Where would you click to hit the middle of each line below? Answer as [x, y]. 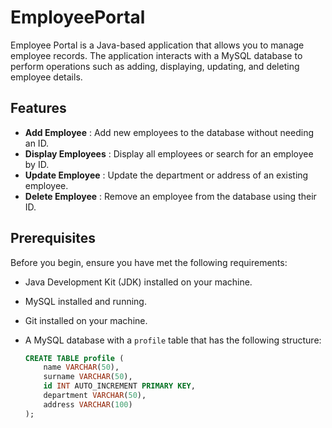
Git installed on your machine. [86, 320]
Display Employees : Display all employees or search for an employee [169, 153]
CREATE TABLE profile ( [74, 358]
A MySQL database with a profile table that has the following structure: [173, 340]
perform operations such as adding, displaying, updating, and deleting [155, 66]
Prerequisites [53, 238]
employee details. [46, 77]
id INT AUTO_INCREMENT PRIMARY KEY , [119, 386]
